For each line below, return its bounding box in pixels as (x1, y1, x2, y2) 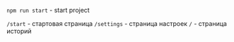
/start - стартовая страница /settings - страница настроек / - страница (6, 20, 228, 27)
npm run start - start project (6, 6, 90, 14)
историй (6, 27, 33, 35)
